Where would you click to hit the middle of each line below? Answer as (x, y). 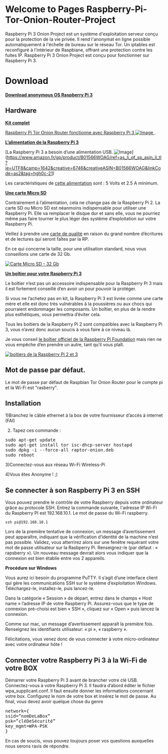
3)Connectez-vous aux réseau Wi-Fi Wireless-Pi (55, 465)
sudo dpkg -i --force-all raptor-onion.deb (59, 450)
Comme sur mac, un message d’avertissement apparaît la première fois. (79, 624)
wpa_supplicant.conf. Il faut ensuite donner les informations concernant (79, 691)
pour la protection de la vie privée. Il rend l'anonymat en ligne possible (78, 39)
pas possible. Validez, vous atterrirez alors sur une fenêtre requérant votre (82, 542)
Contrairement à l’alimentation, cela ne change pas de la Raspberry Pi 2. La (83, 203)
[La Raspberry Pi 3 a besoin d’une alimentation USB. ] (69, 152)
